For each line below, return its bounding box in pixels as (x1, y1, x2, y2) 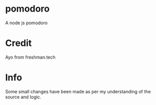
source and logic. (5, 94, 41, 100)
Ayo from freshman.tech (5, 54, 56, 60)
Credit (5, 37, 32, 49)
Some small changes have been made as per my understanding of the (5, 88, 151, 94)
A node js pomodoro (5, 20, 48, 26)
